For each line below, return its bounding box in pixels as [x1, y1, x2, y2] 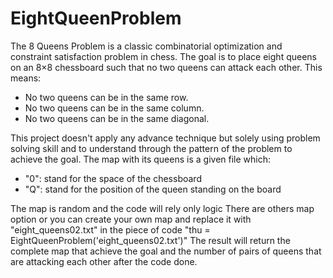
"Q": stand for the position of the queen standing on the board [24, 183, 282, 195]
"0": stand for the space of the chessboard [24, 172, 202, 184]
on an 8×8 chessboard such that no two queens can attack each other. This [10, 61, 323, 73]
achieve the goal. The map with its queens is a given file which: [10, 153, 271, 165]
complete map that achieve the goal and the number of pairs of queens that [10, 245, 322, 257]
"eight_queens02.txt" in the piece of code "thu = [10, 223, 211, 236]
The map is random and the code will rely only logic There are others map [10, 202, 315, 214]
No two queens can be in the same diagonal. [24, 112, 210, 124]
